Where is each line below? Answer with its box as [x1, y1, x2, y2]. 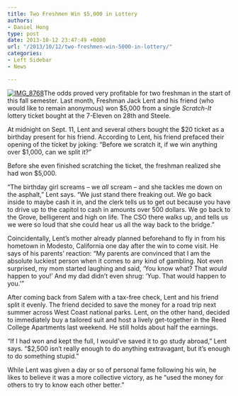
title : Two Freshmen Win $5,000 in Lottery [7, 10, 138, 18]
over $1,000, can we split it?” [7, 147, 92, 156]
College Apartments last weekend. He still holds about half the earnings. [7, 323, 218, 332]
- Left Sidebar [7, 57, 52, 64]
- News [7, 63, 27, 70]
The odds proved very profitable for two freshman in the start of [43, 89, 231, 97]
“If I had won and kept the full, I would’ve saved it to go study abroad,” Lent [7, 336, 227, 345]
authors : [7, 17, 33, 24]
